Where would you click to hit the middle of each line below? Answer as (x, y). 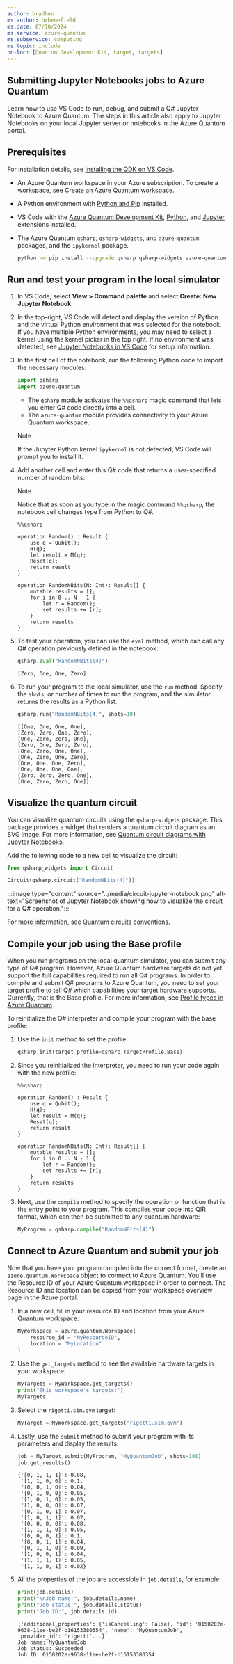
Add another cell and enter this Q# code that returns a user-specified (116, 470)
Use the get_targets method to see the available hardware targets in (115, 1363)
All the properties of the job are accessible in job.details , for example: (119, 1579)
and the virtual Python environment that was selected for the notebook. (119, 325)
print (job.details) (46, 1592)
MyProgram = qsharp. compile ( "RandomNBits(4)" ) (86, 1229)
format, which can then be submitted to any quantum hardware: (109, 1216)
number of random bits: (51, 477)
